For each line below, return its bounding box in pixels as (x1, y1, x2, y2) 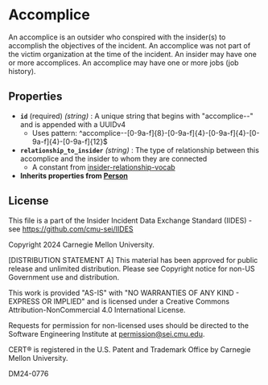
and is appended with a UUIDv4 (19, 119, 126, 129)
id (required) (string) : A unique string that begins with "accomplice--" (19, 111, 254, 121)
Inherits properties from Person (19, 170, 129, 180)
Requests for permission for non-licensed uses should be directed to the (8, 320, 249, 330)
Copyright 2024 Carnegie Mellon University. (8, 240, 155, 249)
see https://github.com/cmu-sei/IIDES (8, 223, 134, 234)
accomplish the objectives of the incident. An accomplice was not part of (8, 40, 251, 50)
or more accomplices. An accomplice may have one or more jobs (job (8, 58, 239, 68)
